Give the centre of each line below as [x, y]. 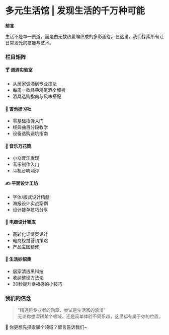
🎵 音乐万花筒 [18, 146]
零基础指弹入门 [28, 121]
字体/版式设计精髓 [31, 197]
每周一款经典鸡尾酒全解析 [39, 90]
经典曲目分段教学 [30, 127]
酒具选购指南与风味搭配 [37, 96]
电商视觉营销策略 [30, 240]
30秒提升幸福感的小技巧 [37, 284]
